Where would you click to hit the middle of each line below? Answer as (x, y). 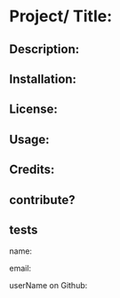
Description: (44, 49)
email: (20, 269)
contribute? (42, 200)
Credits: (32, 170)
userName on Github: (48, 286)
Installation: (43, 78)
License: (33, 110)
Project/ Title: (61, 16)
